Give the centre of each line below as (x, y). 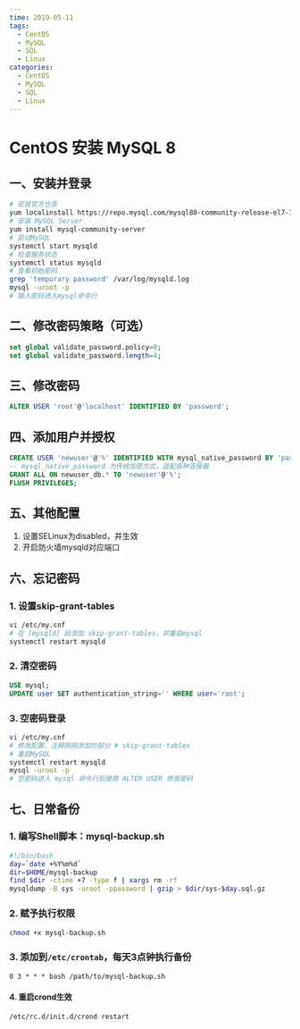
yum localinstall (42, 213)
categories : (31, 68)
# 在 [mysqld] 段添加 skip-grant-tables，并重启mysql (106, 633)
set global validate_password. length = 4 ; (86, 355)
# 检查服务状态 (33, 254)
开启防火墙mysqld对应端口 (71, 547)
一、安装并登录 (50, 183)
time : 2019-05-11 (42, 17)
